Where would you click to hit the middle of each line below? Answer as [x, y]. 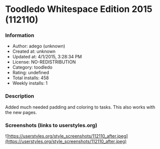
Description [20, 96]
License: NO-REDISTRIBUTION [44, 62]
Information [20, 35]
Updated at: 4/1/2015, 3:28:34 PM [47, 57]
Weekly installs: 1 [30, 83]
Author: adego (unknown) [39, 46]
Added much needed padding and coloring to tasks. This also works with [80, 107]
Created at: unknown [34, 51]
